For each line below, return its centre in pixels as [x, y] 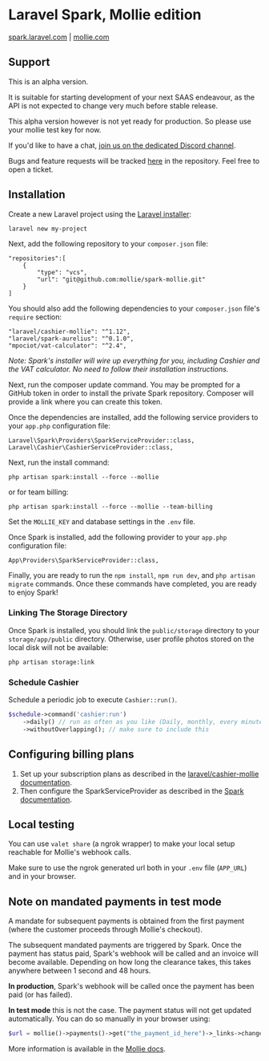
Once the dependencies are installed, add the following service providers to [133, 417]
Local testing [41, 824]
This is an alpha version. [48, 81]
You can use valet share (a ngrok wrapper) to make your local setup [122, 844]
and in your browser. [42, 876]
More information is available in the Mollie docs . [87, 1049]
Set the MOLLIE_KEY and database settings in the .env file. [102, 521]
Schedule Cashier [44, 682]
